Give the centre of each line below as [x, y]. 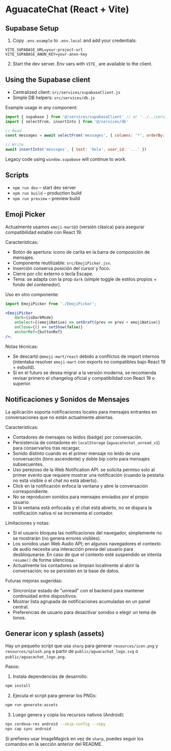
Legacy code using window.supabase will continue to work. [66, 159]
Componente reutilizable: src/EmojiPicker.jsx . [62, 263]
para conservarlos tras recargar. [46, 448]
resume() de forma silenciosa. [44, 560]
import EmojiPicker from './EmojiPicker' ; [51, 304]
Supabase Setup [32, 28]
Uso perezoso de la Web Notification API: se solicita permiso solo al [84, 469]
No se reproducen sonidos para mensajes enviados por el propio [81, 497]
